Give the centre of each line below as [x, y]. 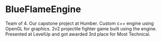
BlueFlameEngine [43, 9]
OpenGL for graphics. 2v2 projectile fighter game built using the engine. [81, 28]
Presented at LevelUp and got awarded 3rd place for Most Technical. [78, 34]
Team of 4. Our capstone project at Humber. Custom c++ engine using [80, 23]
